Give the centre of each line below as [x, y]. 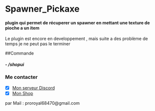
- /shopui [15, 64]
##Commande [20, 53]
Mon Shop [22, 93]
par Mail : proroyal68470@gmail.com [42, 103]
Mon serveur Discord [33, 88]
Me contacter [22, 77]
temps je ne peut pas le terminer [38, 44]
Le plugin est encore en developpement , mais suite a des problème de [77, 39]
